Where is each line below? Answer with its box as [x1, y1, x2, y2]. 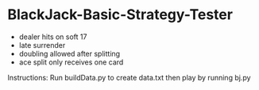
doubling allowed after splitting [18, 49, 121, 58]
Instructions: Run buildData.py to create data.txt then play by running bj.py [7, 72, 251, 82]
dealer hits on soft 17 [18, 32, 87, 41]
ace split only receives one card [18, 57, 124, 67]
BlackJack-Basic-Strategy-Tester [7, 6, 234, 24]
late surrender [18, 40, 66, 49]
